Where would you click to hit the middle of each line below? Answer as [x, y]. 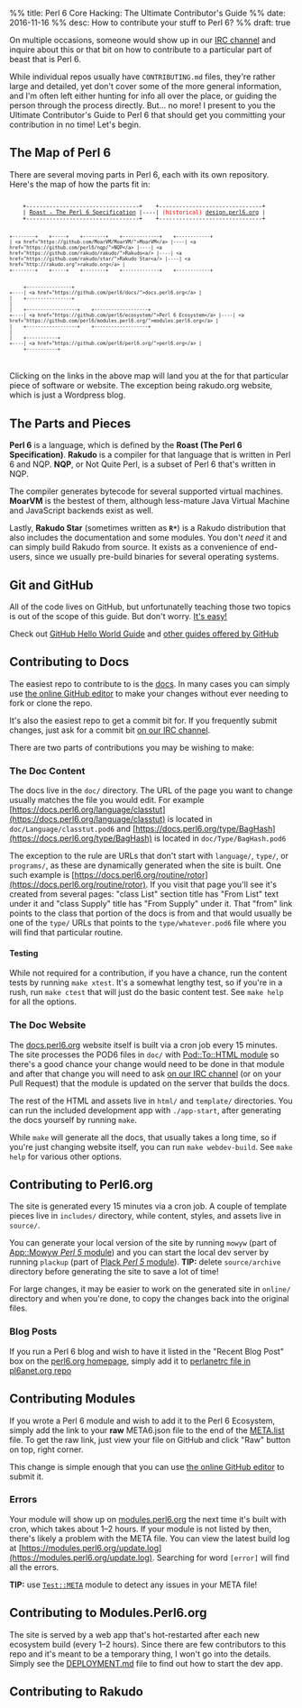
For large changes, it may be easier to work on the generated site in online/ [150, 1289]
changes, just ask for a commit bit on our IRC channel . [110, 730]
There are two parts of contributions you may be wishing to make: [132, 747]
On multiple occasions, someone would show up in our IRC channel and [143, 40]
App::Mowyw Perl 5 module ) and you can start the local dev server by [139, 1253]
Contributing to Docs [69, 662]
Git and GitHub [51, 585]
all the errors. [34, 1566]
